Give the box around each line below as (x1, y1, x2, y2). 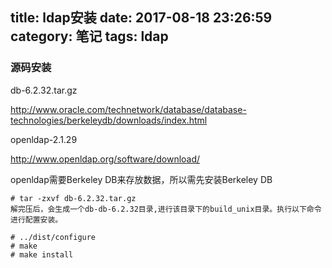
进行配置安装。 (10, 214, 63, 225)
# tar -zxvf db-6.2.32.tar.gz (10, 193, 137, 203)
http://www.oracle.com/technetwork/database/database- (10, 103, 247, 115)
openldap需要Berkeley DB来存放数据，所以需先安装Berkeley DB (10, 173, 273, 185)
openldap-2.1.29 (10, 133, 78, 145)
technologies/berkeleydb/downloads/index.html (10, 114, 208, 126)
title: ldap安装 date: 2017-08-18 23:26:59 (10, 9, 273, 27)
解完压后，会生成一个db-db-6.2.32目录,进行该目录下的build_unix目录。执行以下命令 (10, 204, 322, 214)
